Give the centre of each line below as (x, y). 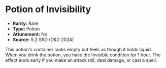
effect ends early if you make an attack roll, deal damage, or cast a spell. (81, 60)
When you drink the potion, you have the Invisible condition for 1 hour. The (83, 55)
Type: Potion (26, 28)
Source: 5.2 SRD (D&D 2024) (43, 40)
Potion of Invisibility (48, 9)
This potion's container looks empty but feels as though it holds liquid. (79, 49)
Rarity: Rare (25, 23)
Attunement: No (30, 34)
